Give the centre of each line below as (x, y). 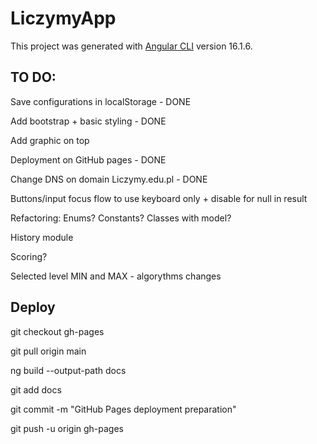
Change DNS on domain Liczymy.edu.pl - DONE (109, 179)
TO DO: (33, 77)
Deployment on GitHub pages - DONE (88, 159)
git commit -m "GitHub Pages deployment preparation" (123, 409)
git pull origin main (48, 351)
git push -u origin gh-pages (67, 428)
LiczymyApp (63, 18)
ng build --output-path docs (68, 370)
